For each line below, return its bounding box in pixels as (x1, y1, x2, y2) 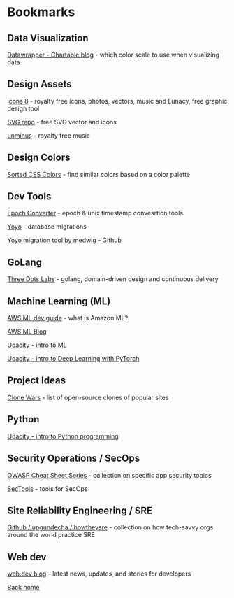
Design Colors (7, 152, 71, 164)
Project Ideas (7, 375, 66, 387)
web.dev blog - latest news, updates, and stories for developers (7, 569, 191, 578)
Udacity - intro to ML (7, 341, 68, 350)
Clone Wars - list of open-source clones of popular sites (7, 393, 169, 401)
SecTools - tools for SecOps (7, 484, 89, 493)
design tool (7, 104, 40, 113)
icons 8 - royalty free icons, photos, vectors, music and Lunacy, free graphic (7, 97, 228, 105)
